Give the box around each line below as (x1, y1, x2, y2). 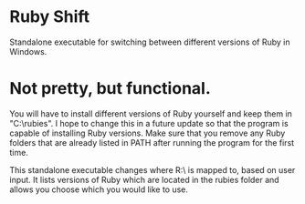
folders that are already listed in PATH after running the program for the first (9, 137, 295, 148)
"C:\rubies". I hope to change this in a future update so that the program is (9, 117, 289, 128)
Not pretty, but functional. (9, 78, 212, 99)
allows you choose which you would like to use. (9, 184, 189, 195)
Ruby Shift (9, 6, 90, 27)
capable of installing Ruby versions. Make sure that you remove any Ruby (9, 127, 286, 138)
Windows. (9, 46, 47, 56)
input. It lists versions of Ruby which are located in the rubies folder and (9, 174, 280, 185)
